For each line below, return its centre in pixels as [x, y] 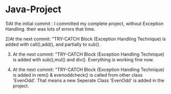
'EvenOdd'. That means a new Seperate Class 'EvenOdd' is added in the [88, 80]
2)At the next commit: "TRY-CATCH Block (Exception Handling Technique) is [86, 39]
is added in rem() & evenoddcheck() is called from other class [78, 75]
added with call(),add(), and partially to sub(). [53, 44]
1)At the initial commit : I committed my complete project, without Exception [84, 24]
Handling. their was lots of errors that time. [50, 29]
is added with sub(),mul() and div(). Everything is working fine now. [83, 59]
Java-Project [33, 9]
